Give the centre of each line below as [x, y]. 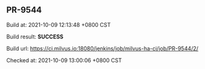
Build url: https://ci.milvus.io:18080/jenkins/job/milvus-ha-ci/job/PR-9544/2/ [102, 48]
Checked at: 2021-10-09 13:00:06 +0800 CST [64, 60]
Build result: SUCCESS [35, 37]
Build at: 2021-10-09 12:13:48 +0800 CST [59, 24]
